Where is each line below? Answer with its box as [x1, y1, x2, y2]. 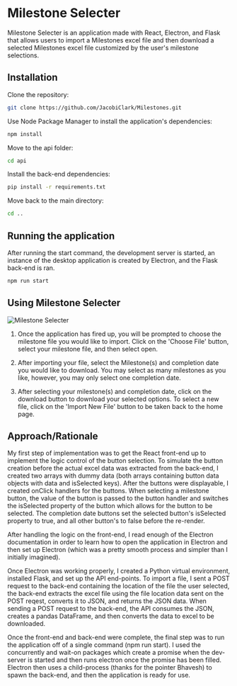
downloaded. [7, 619, 46, 628]
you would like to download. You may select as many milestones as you [17, 366, 226, 374]
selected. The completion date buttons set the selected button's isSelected [7, 509, 226, 518]
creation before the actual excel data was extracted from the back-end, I [7, 464, 219, 473]
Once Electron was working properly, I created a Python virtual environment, [7, 567, 231, 575]
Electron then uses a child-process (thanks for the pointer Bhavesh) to [7, 663, 212, 672]
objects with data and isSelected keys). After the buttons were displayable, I [7, 479, 229, 488]
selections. [7, 51, 40, 60]
